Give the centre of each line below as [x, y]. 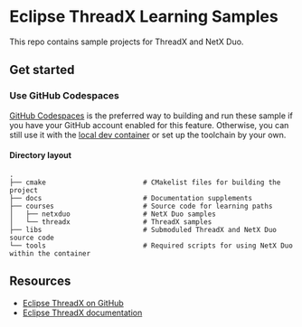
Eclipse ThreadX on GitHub [73, 303]
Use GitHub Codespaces [64, 96]
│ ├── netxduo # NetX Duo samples [113, 214]
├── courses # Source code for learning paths [141, 206]
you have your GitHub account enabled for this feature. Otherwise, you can [149, 125]
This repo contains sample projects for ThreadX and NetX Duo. [127, 42]
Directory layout [41, 155]
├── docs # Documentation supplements [131, 198]
